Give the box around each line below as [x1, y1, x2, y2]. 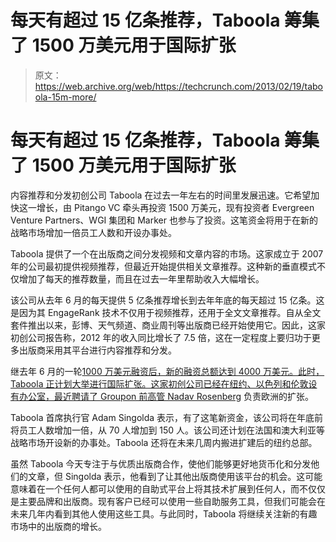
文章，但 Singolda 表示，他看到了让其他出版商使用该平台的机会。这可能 [27, 470, 323, 482]
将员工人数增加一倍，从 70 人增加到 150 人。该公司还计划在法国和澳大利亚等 [10, 424, 326, 436]
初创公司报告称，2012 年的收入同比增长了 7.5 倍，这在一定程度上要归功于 [10, 331, 312, 343]
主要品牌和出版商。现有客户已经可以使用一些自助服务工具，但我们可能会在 [18, 495, 326, 507]
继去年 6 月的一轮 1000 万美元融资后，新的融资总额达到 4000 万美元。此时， [10, 365, 325, 377]
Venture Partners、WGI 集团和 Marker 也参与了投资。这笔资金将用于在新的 [10, 214, 318, 226]
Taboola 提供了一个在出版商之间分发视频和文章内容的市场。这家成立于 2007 [10, 247, 324, 260]
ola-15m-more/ [34, 91, 97, 103]
